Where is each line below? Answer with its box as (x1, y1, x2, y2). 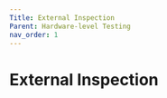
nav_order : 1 (9, 30, 59, 39)
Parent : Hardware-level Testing (9, 22, 131, 31)
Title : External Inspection (9, 13, 116, 23)
